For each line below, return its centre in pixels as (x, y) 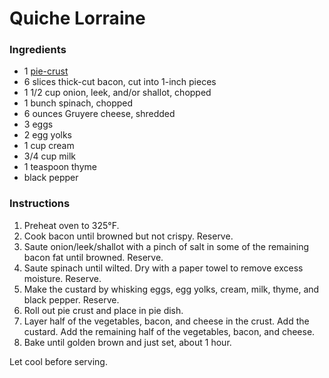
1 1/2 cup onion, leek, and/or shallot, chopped (117, 93)
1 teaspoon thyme (60, 167)
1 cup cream (49, 146)
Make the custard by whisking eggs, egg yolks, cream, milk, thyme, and (171, 289)
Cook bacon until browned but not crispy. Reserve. (128, 236)
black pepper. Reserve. (71, 299)
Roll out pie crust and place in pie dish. (103, 310)
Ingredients (38, 50)
